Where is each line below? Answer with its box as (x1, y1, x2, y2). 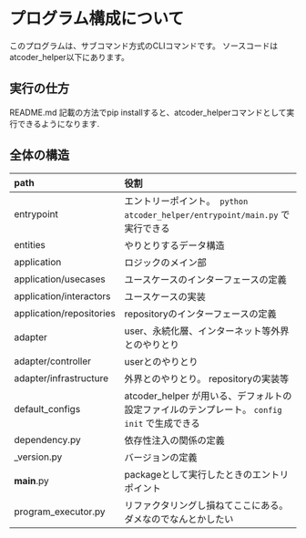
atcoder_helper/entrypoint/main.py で (124, 208, 291, 221)
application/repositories (14, 306, 116, 319)
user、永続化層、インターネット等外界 (124, 325, 290, 337)
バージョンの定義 (124, 450, 198, 463)
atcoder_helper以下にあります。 (9, 51, 129, 62)
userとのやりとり (124, 355, 199, 367)
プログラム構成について (9, 8, 185, 29)
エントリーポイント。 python (124, 194, 249, 207)
